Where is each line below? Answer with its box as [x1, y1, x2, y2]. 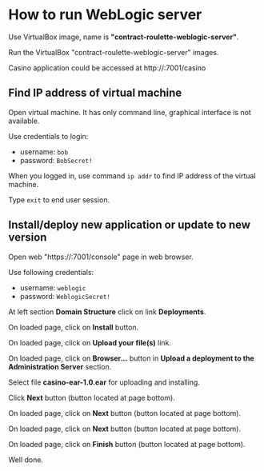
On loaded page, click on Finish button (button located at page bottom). [8, 439, 246, 449]
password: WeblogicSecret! [19, 291, 110, 301]
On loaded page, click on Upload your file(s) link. [8, 337, 172, 347]
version [8, 230, 47, 245]
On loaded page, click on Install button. [8, 322, 139, 332]
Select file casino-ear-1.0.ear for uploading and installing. [8, 377, 200, 387]
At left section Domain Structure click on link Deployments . [8, 306, 206, 317]
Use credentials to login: [8, 131, 89, 141]
